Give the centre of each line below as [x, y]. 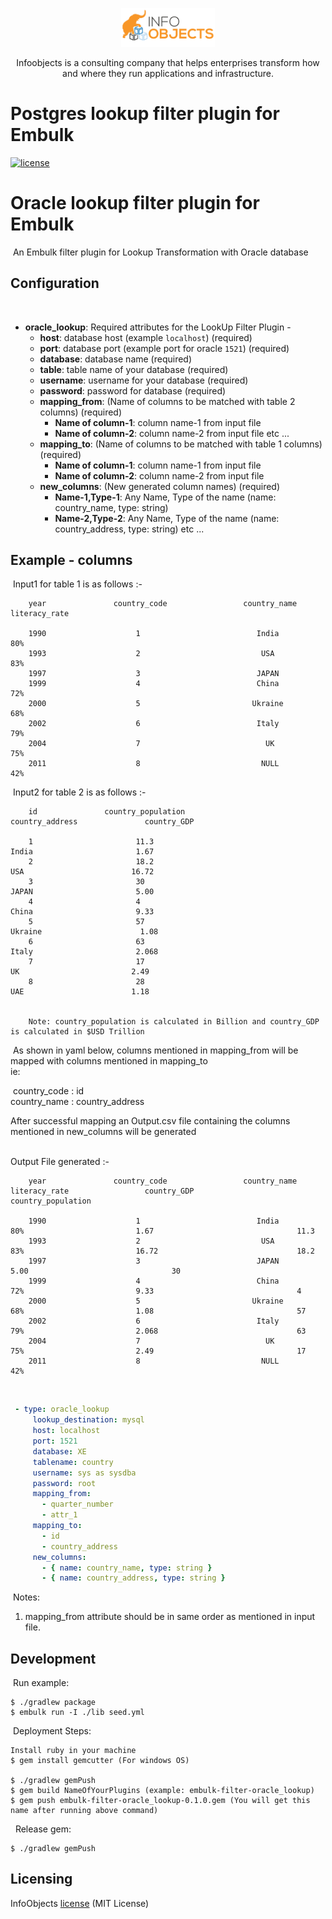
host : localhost [66, 1431]
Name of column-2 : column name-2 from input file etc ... [172, 433]
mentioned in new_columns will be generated [103, 1132]
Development [53, 1658]
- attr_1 [59, 1515]
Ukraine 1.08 [84, 932]
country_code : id [48, 1091]
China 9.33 [82, 912]
